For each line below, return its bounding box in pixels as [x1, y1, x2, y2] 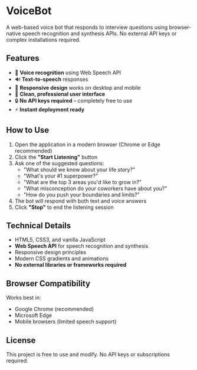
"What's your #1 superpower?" [23, 172, 98, 179]
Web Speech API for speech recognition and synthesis [14, 243, 149, 250]
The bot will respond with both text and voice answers [14, 197, 147, 204]
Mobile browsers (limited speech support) [14, 318, 117, 325]
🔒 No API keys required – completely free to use [14, 97, 133, 104]
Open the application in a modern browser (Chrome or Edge [14, 140, 160, 148]
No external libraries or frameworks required [14, 261, 127, 269]
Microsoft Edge [14, 312, 52, 319]
